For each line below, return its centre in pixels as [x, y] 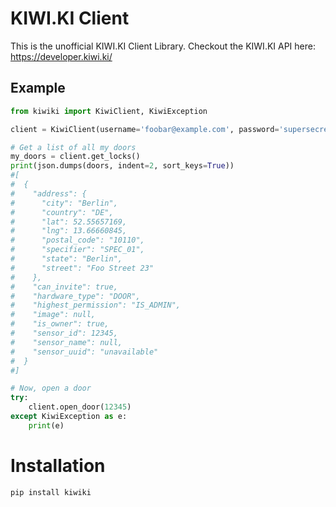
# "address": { [48, 193]
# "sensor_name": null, [66, 342]
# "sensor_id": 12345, [64, 333]
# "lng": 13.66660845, [69, 231]
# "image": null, [53, 315]
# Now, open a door [51, 388]
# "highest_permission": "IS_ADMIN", [96, 305]
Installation [58, 465]
